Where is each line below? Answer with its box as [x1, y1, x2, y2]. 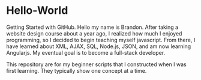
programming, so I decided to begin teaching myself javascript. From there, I [6, 36, 196, 43]
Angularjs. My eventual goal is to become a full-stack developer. [6, 49, 166, 56]
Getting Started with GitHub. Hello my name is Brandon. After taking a [6, 23, 179, 31]
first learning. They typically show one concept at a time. [6, 67, 147, 74]
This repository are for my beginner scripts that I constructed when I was [6, 61, 187, 68]
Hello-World [6, 4, 68, 17]
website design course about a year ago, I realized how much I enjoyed [6, 29, 182, 37]
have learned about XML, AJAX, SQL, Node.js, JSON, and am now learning [6, 43, 191, 50]
